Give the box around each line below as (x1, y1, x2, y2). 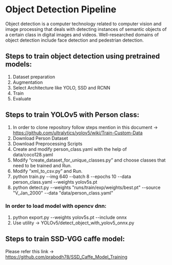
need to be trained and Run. (12, 162, 72, 168)
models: (5, 60, 32, 69)
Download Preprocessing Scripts (12, 140, 83, 147)
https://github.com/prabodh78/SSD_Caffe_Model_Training (5, 254, 127, 260)
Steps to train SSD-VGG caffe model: (5, 235, 125, 243)
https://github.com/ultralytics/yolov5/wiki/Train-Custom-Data (12, 130, 143, 136)
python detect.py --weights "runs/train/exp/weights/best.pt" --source (12, 184, 161, 190)
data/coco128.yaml (12, 151, 53, 157)
